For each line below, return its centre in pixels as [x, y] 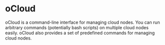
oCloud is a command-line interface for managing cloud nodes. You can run [82, 22]
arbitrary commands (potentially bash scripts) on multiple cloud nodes [77, 27]
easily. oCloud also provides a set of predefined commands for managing [80, 33]
